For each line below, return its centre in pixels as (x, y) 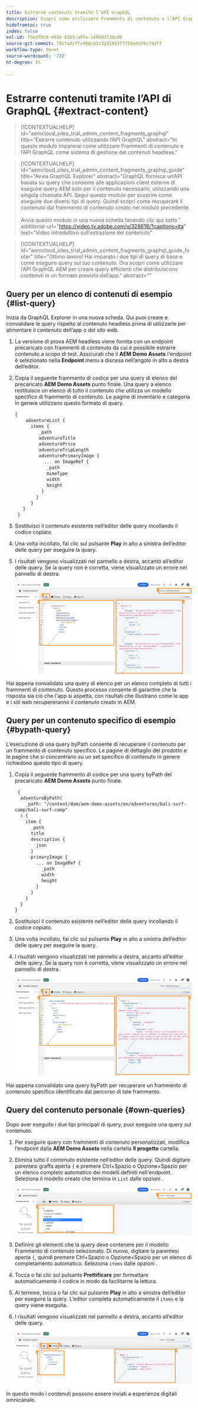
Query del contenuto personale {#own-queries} (96, 1110)
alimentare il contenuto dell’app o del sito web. (62, 330)
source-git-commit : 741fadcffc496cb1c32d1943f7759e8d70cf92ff (84, 44)
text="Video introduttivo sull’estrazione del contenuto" (86, 233)
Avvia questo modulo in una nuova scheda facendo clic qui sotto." (100, 220)
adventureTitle (57, 438)
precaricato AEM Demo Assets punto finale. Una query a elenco (93, 384)
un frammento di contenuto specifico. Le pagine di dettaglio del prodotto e (97, 750)
